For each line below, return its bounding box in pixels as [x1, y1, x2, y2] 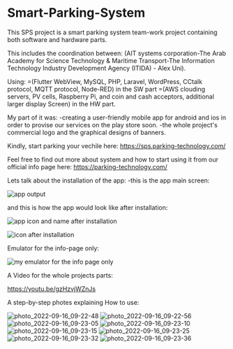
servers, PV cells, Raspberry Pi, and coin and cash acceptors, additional [7, 92, 215, 101]
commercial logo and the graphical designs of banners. [7, 128, 166, 136]
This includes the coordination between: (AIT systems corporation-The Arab [7, 49, 227, 57]
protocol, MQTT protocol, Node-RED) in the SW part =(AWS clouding [7, 85, 206, 93]
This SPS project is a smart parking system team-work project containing [7, 28, 218, 36]
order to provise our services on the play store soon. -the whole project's [7, 120, 218, 129]
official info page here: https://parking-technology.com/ [7, 162, 167, 171]
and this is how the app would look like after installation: [7, 203, 168, 211]
